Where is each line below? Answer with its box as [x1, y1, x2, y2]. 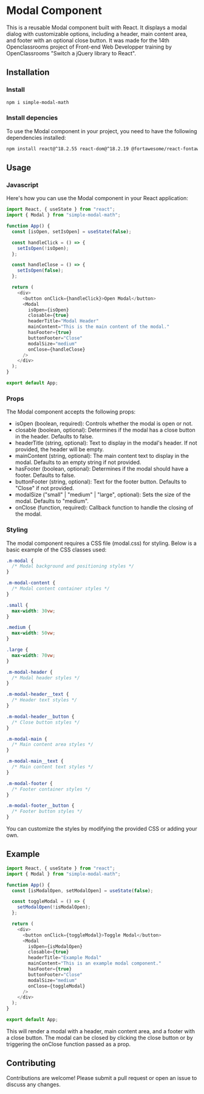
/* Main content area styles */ [12, 741, 94, 748]
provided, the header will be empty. [15, 446, 104, 453]
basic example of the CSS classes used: [6, 545, 107, 553]
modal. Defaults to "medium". [15, 497, 89, 505]
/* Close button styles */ [12, 719, 80, 725]
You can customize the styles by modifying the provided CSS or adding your [6, 825, 197, 833]
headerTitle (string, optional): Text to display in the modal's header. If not [15, 439, 197, 447]
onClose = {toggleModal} [28, 983, 86, 989]
